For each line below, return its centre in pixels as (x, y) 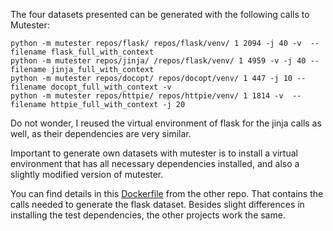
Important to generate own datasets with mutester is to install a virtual (154, 153)
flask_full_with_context (102, 52)
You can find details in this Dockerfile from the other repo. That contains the (167, 193)
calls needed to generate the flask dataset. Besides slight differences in (157, 204)
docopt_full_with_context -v (111, 87)
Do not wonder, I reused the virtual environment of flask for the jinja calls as (166, 123)
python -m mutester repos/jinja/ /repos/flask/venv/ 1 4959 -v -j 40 (158, 61)
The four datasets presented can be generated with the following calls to (160, 14)
